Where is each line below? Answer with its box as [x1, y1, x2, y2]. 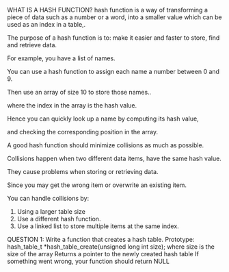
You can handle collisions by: [7, 195, 90, 202]
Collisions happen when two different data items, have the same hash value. [7, 154, 222, 162]
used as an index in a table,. [7, 21, 86, 28]
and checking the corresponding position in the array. [7, 128, 159, 136]
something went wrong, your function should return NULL [7, 257, 170, 265]
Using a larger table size [16, 208, 85, 215]
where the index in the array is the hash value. [7, 101, 137, 109]
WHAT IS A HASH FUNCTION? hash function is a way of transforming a [7, 6, 208, 14]
